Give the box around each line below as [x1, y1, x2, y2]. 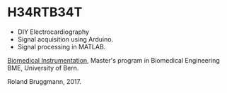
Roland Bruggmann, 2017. [7, 77, 82, 85]
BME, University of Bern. [7, 63, 79, 72]
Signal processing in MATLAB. [17, 42, 106, 51]
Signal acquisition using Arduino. [17, 35, 114, 43]
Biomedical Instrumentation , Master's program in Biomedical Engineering [7, 56, 221, 64]
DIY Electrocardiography [17, 27, 90, 36]
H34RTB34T [7, 4, 83, 20]
